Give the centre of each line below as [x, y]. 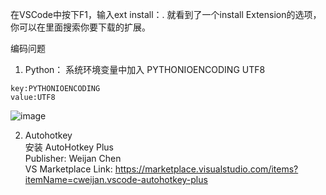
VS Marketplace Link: [68, 169]
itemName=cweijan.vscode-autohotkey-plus [116, 179]
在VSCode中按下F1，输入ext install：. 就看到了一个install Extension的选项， [166, 14]
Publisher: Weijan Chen [73, 158]
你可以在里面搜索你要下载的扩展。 [80, 27]
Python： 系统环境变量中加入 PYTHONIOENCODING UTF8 [145, 69]
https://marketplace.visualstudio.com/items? [206, 169]
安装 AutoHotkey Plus [69, 147]
